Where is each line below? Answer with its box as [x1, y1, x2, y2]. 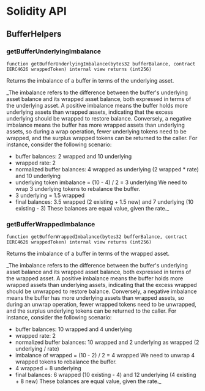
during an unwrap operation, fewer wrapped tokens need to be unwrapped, [6, 301, 197, 308]
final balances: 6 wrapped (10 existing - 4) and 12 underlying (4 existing [15, 371, 196, 379]
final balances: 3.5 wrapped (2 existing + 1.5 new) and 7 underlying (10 [15, 198, 194, 206]
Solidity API [6, 4, 67, 18]
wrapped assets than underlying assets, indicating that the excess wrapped [6, 281, 197, 289]
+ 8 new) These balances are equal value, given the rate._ [15, 378, 162, 385]
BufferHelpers [6, 29, 62, 39]
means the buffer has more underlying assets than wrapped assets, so [6, 294, 185, 302]
